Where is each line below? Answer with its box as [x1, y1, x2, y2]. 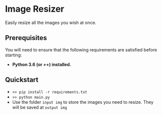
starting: [5, 52, 22, 58]
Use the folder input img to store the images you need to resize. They [12, 99, 154, 105]
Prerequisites [5, 34, 47, 42]
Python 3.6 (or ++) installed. [12, 61, 71, 67]
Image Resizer [5, 3, 65, 15]
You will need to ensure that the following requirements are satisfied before [5, 46, 157, 52]
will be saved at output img [12, 104, 67, 110]
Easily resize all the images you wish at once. [5, 20, 97, 25]
